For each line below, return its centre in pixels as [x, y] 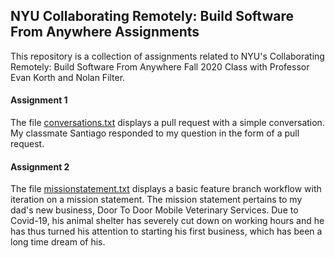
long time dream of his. [58, 242]
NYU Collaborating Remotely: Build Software [152, 16]
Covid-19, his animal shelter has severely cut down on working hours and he [167, 221]
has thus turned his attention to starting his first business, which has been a [166, 231]
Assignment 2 [40, 166]
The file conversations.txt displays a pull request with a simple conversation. [167, 123]
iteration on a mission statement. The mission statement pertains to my [156, 200]
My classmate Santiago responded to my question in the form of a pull [155, 133]
